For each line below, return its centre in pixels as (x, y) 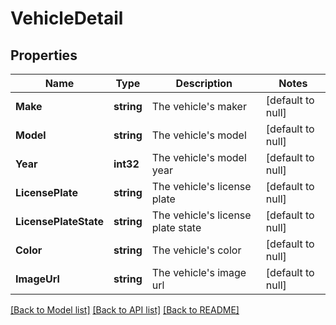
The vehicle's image (199, 272)
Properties (44, 55)
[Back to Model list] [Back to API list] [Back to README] (125, 310)
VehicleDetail (67, 18)
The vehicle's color (196, 250)
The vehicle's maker (199, 106)
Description (204, 83)
